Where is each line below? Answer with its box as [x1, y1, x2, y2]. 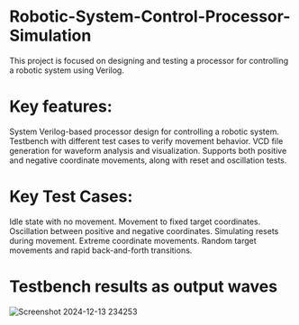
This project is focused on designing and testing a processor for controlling [9, 55, 289, 66]
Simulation [9, 25, 92, 46]
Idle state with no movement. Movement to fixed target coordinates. [9, 216, 261, 227]
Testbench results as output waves [9, 276, 277, 296]
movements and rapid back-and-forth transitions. [9, 245, 193, 256]
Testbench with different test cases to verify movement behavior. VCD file [9, 135, 284, 146]
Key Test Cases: [9, 186, 133, 207]
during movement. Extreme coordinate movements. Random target [9, 235, 257, 246]
